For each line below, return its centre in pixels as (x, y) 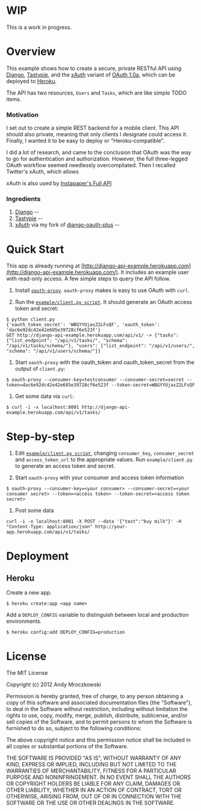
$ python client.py (31, 320)
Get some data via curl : (44, 396)
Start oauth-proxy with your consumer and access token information (100, 478)
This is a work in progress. (39, 27)
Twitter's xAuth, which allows (43, 172)
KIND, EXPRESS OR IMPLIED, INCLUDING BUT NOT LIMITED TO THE (91, 765)
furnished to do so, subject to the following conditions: (74, 728)
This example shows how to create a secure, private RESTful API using (94, 68)
